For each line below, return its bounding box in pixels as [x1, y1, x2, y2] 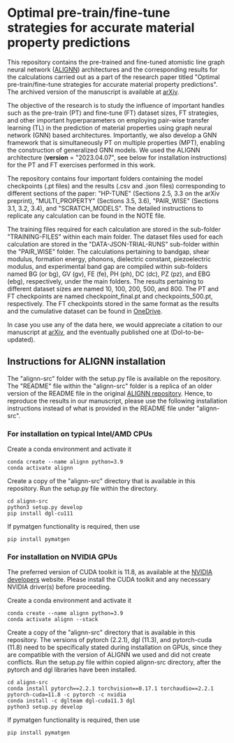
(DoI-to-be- [170, 328, 205, 336]
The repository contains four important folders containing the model [7, 174, 203, 183]
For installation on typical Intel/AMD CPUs [7, 429, 153, 438]
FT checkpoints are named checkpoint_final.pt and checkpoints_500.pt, [7, 292, 213, 300]
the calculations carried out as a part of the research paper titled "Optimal [7, 72, 220, 81]
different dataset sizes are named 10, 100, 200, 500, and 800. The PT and [7, 284, 219, 293]
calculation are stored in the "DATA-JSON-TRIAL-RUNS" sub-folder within [7, 239, 219, 248]
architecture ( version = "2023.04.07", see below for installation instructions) [7, 153, 227, 162]
